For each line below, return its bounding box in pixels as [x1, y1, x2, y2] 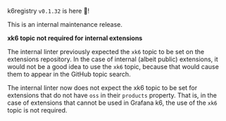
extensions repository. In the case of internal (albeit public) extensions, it [7, 55, 218, 63]
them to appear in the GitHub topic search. [7, 70, 132, 78]
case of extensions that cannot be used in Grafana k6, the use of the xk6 [7, 98, 218, 107]
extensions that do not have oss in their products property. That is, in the [7, 91, 217, 99]
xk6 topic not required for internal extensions [7, 34, 143, 42]
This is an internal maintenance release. [7, 20, 123, 28]
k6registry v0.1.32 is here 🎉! [7, 7, 90, 15]
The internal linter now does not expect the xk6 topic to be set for [7, 84, 198, 91]
